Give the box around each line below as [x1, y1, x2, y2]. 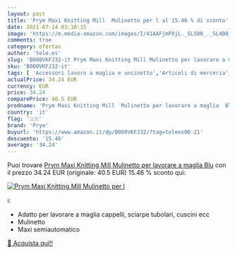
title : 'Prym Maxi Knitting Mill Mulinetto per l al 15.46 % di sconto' [7, 17, 229, 24]
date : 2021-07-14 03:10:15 [7, 23, 87, 30]
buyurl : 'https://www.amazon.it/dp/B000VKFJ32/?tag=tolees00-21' [7, 128, 203, 135]
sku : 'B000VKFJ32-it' [7, 63, 71, 70]
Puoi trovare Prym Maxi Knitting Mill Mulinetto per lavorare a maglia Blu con [7, 161, 226, 169]
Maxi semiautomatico [17, 225, 80, 234]
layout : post [7, 10, 46, 18]
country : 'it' [7, 109, 49, 116]
